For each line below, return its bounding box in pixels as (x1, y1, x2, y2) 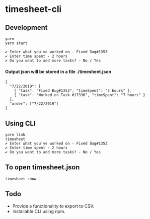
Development (5, 23, 48, 32)
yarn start (5, 41, 28, 46)
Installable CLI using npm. (12, 208, 66, 214)
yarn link (5, 133, 26, 138)
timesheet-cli (5, 3, 62, 15)
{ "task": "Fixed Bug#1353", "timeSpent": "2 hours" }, (14, 88, 133, 93)
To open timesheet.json (5, 163, 80, 172)
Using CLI (5, 119, 36, 128)
